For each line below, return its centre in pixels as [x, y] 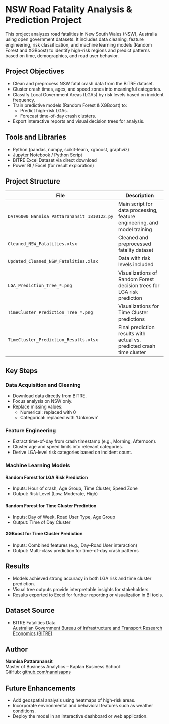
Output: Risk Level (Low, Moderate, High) [55, 494]
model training [135, 230]
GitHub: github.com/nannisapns [38, 672]
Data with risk [134, 258]
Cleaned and [133, 238]
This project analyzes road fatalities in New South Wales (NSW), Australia [81, 34]
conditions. [24, 711]
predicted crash [137, 346]
